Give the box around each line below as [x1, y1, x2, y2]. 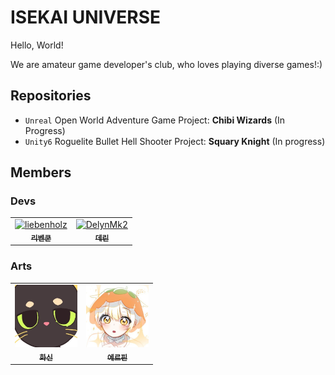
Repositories [10, 87, 92, 105]
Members [10, 164, 72, 181]
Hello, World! [10, 39, 64, 51]
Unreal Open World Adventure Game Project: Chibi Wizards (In [24, 114, 286, 126]
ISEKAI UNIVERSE [10, 6, 162, 29]
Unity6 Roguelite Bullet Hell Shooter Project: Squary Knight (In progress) [24, 135, 326, 147]
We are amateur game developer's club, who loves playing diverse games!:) [10, 58, 323, 70]
